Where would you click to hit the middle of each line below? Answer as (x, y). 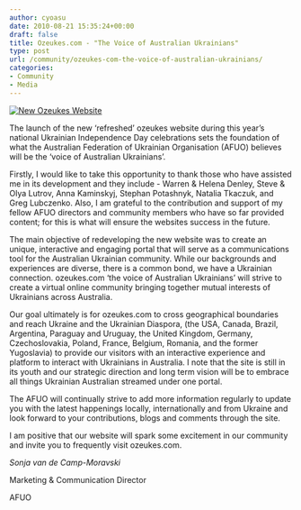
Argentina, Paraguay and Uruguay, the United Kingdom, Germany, (131, 333)
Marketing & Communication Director (78, 479)
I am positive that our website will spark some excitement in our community (149, 435)
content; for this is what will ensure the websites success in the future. (140, 222)
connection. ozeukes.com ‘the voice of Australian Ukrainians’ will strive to (146, 278)
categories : (31, 68)
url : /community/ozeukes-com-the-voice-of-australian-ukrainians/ (136, 59)
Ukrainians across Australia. (61, 296)
